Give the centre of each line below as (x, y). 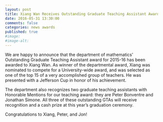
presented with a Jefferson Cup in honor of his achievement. (66, 80)
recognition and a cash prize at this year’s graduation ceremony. (69, 105)
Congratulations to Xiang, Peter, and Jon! (46, 114)
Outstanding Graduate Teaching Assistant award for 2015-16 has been (75, 60)
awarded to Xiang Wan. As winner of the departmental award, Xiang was (78, 65)
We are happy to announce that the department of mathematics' (69, 54)
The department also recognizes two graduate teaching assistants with (76, 89)
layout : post (18, 9)
